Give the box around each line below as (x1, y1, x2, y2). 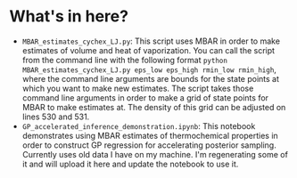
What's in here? (9, 6, 129, 27)
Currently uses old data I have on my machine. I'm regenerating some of (21, 149, 288, 159)
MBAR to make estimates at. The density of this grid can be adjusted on (21, 101, 286, 112)
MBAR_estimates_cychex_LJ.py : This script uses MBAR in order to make (21, 36, 281, 46)
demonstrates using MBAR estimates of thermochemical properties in (21, 130, 278, 141)
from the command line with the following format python (21, 54, 227, 65)
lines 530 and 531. (21, 111, 90, 122)
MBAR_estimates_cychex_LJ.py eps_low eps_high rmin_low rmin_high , (21, 64, 276, 75)
